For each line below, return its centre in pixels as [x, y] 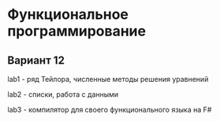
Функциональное [68, 15]
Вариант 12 [36, 60]
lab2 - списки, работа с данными [63, 94]
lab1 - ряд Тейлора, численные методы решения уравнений [108, 79]
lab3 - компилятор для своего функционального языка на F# [110, 109]
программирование [77, 31]
